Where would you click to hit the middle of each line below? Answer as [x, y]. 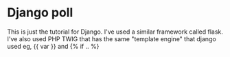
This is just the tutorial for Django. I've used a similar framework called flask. [115, 32]
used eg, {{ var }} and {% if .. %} [53, 46]
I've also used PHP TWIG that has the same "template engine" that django [112, 38]
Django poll [40, 13]
